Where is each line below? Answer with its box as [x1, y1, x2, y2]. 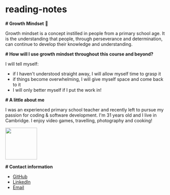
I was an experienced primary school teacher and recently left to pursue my [5, 106, 164, 113]
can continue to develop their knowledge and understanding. [5, 41, 133, 47]
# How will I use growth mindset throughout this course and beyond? [5, 51, 154, 57]
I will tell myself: [5, 61, 39, 67]
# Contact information [5, 163, 53, 170]
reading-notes [5, 4, 67, 15]
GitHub [12, 173, 28, 179]
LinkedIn [12, 179, 31, 185]
